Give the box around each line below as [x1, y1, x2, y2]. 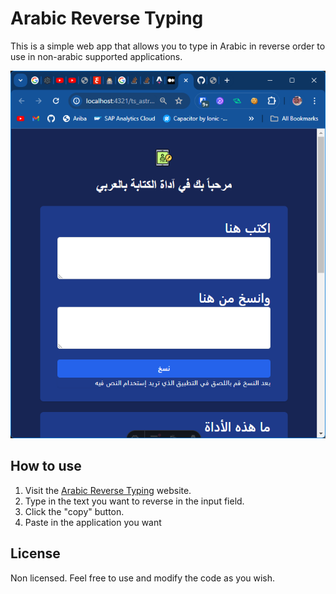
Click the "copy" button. [24, 505, 125, 517]
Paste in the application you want [24, 516, 162, 528]
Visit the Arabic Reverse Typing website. [24, 484, 192, 496]
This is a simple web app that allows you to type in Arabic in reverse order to [10, 40, 326, 52]
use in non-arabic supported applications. [10, 50, 183, 62]
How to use [10, 458, 82, 475]
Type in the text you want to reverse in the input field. [24, 495, 245, 507]
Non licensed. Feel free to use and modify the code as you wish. [10, 572, 276, 584]
